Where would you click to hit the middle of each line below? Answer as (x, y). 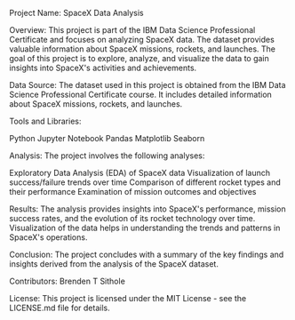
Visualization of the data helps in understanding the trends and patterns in (145, 228)
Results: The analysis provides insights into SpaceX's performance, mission (147, 209)
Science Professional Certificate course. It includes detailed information (141, 94)
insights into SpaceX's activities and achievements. (103, 68)
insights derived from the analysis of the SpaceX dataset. (114, 264)
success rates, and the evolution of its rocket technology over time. (132, 218)
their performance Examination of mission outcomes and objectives (133, 192)
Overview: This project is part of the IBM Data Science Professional (132, 30)
